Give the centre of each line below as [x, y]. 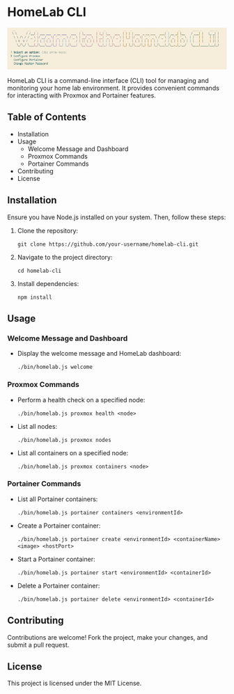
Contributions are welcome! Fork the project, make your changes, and [108, 637]
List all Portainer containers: [57, 499]
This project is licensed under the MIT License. [75, 684]
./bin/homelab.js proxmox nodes [64, 440]
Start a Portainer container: [56, 559]
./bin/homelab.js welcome [55, 367]
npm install [34, 297]
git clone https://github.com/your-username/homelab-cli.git [108, 244]
